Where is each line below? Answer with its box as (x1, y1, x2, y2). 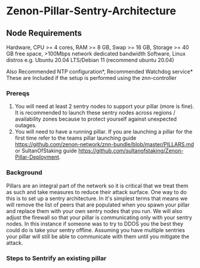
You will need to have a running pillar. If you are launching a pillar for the (14, 128, 193, 135)
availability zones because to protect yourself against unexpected (14, 115, 177, 123)
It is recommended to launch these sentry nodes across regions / (14, 109, 176, 116)
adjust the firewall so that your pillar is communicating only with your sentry (6, 214, 192, 221)
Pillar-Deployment (14, 153, 60, 161)
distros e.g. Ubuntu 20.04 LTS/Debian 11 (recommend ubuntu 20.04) (6, 57, 174, 63)
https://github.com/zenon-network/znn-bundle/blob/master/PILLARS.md (14, 141, 194, 148)
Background (6, 168, 43, 177)
